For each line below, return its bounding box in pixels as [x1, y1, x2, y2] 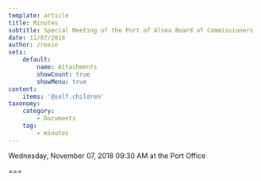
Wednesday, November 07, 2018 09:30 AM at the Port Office [8, 151, 206, 160]
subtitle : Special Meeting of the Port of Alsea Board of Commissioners [8, 26, 254, 34]
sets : [8, 48, 26, 56]
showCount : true [36, 70, 90, 78]
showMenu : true [36, 77, 87, 85]
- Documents [36, 115, 77, 123]
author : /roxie [8, 41, 59, 49]
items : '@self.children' [22, 92, 105, 100]
